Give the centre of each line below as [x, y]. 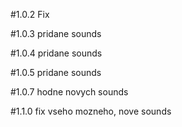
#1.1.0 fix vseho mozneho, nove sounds [91, 111]
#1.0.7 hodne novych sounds [69, 92]
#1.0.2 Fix [30, 14]
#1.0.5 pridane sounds [56, 72]
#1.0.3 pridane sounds [56, 33]
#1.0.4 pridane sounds [56, 53]
